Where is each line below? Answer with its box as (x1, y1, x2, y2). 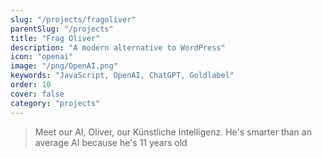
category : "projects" (10, 98, 101, 108)
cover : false (10, 89, 65, 99)
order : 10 (10, 80, 52, 90)
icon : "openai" (10, 52, 74, 62)
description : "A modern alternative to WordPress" (10, 42, 226, 53)
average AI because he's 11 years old (34, 136, 188, 148)
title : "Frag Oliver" (10, 33, 101, 43)
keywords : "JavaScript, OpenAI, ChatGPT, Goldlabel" (10, 71, 235, 81)
